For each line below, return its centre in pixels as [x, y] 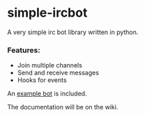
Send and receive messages [58, 73]
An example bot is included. [47, 94]
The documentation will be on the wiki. [63, 107]
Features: [24, 50]
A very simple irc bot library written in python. [73, 32]
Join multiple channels [49, 65]
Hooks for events [42, 80]
